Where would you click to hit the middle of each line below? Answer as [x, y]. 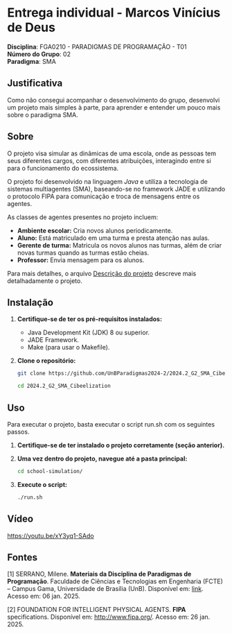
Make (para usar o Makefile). [69, 348]
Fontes [23, 557]
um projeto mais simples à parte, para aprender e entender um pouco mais [114, 107]
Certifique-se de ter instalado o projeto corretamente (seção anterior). [121, 445]
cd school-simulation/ [50, 471]
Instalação [30, 302]
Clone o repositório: [46, 361]
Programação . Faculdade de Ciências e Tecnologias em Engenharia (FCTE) [115, 581]
